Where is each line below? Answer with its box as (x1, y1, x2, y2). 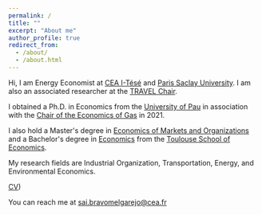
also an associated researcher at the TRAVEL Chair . (8, 86, 178, 96)
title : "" (8, 19, 42, 27)
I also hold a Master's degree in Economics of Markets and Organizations (8, 125, 249, 135)
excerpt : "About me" (8, 26, 77, 34)
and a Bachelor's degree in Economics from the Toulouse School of (8, 134, 231, 143)
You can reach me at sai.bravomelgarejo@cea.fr (8, 197, 167, 207)
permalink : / (8, 11, 52, 20)
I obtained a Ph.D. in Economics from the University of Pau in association (8, 101, 248, 111)
